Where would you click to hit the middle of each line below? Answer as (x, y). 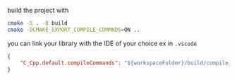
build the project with (38, 10)
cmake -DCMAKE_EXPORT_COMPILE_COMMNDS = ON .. (74, 30)
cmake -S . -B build (38, 23)
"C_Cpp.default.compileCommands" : (71, 63)
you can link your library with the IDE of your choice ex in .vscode (102, 43)
